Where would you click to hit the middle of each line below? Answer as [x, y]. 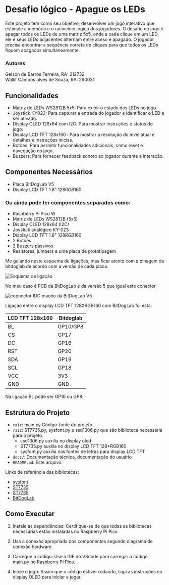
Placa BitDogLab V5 [33, 184]
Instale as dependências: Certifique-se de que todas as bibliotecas [82, 526]
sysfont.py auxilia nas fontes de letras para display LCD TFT [82, 452]
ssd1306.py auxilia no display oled [56, 440]
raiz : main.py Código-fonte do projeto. [53, 424]
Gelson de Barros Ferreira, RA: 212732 [45, 74]
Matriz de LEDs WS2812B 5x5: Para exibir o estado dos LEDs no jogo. [85, 108]
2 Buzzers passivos [33, 246]
